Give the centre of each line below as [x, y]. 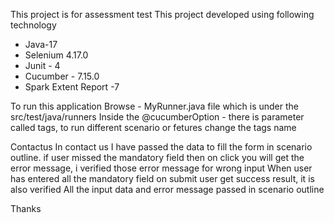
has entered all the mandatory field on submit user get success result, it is [162, 178]
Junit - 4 [42, 65]
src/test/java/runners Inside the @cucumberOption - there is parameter [157, 117]
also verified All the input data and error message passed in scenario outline [167, 189]
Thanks [26, 208]
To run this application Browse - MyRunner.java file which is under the [154, 106]
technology [33, 25]
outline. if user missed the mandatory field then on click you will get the [157, 157]
